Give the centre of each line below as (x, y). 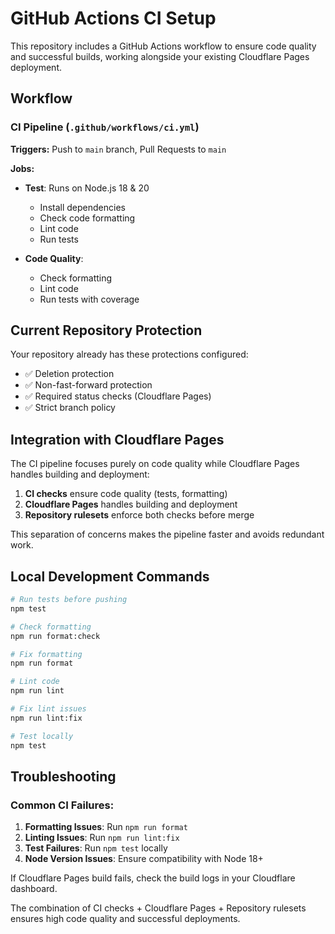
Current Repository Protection (106, 330)
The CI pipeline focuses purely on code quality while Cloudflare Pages (155, 464)
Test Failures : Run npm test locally (96, 848)
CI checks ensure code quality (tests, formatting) (126, 494)
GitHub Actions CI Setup (113, 18)
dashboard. (34, 889)
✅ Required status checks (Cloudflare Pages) (118, 396)
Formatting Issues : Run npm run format (106, 827)
